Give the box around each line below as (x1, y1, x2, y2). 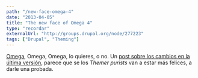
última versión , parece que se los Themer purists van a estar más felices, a (6, 59, 193, 66)
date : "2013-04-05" (6, 14, 55, 20)
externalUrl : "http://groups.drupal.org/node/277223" (6, 31, 144, 37)
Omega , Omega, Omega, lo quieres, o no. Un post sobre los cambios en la (6, 53, 190, 60)
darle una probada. (6, 65, 54, 72)
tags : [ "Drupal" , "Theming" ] (6, 36, 79, 42)
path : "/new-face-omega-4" (6, 8, 74, 15)
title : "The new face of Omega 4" (6, 20, 93, 26)
